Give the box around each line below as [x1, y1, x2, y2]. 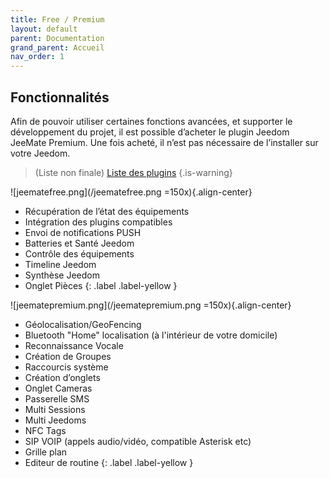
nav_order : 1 [10, 52, 65, 62]
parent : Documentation [10, 33, 105, 43]
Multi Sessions [24, 403, 86, 415]
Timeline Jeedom [24, 258, 97, 270]
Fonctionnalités [10, 89, 110, 106]
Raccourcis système [24, 361, 109, 373]
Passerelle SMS [24, 392, 90, 405]
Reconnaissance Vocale [24, 339, 124, 351]
